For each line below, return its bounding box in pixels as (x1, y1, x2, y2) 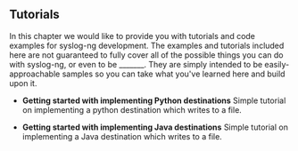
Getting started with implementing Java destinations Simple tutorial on (21, 122, 288, 132)
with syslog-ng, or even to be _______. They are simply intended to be (9, 59, 263, 69)
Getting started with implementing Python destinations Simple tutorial (21, 95, 286, 106)
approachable (9, 68, 61, 79)
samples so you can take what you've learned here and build (62, 68, 286, 79)
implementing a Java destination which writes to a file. (21, 131, 223, 141)
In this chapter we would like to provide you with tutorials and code (9, 30, 256, 41)
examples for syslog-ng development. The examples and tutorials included (9, 40, 285, 51)
